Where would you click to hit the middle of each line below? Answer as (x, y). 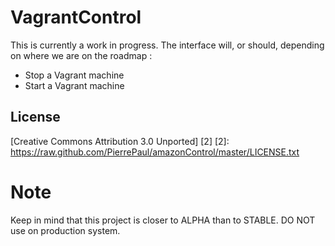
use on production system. (65, 230)
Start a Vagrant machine (74, 85)
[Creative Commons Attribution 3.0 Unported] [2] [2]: (120, 141)
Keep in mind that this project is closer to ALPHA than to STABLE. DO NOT (163, 220)
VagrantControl (76, 17)
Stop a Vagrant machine (74, 75)
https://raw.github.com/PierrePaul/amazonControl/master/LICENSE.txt (155, 152)
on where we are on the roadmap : (81, 55)
